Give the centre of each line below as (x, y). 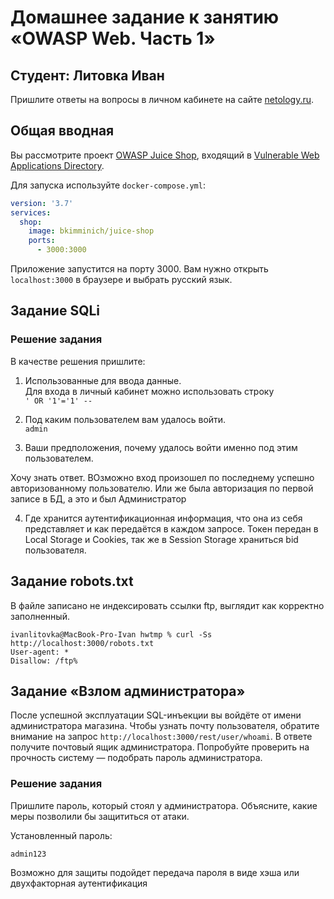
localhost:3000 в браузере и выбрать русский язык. (121, 280)
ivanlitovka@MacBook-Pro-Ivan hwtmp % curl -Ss (111, 634)
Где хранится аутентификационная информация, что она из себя (163, 518)
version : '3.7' (42, 203)
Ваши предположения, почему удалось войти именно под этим (161, 447)
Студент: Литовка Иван (87, 75)
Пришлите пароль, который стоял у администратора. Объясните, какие (164, 805)
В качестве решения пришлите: (78, 361)
